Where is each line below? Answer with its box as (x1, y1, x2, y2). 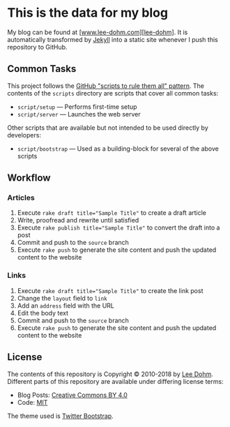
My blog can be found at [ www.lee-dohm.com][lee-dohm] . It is (7, 28, 188, 36)
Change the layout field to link (17, 294, 108, 302)
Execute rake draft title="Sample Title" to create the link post (17, 286, 204, 294)
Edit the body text (17, 308, 68, 317)
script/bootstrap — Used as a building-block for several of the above (17, 144, 220, 153)
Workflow (7, 172, 51, 184)
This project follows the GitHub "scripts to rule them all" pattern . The (7, 82, 204, 90)
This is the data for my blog (7, 5, 169, 21)
